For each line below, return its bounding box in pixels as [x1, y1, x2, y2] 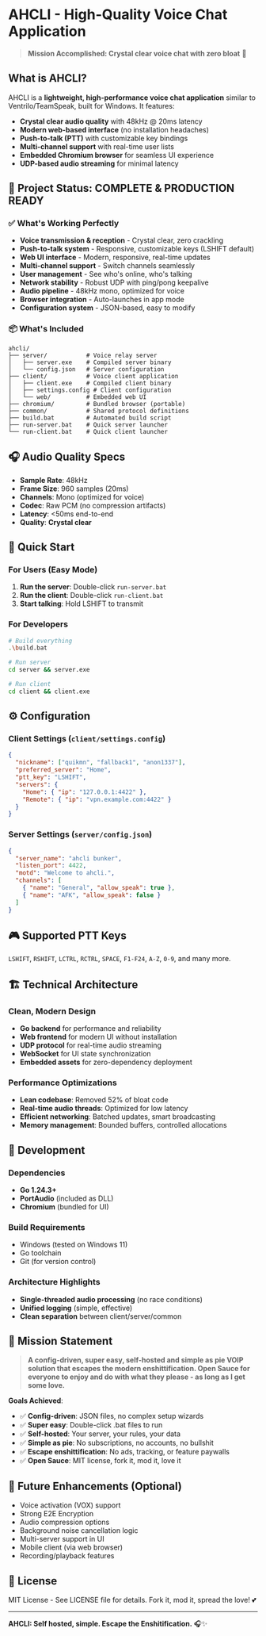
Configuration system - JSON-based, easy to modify [19, 303, 196, 312]
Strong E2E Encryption [19, 1509, 94, 1519]
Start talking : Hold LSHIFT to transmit [19, 599, 144, 608]
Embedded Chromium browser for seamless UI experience [19, 150, 215, 159]
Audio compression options [19, 1517, 110, 1527]
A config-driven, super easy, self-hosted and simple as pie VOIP [27, 1355, 244, 1365]
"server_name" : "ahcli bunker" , [15, 854, 123, 862]
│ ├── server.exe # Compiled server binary [8, 358, 172, 366]
